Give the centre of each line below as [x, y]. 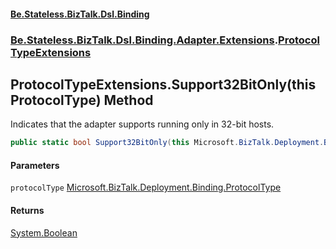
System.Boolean [44, 232]
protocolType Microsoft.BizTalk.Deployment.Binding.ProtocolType [146, 187]
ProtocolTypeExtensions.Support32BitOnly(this [163, 84]
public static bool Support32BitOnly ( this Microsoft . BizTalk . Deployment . [167, 143]
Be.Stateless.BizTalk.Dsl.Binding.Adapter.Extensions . [144, 40]
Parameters [35, 165]
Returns [27, 210]
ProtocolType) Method [82, 100]
